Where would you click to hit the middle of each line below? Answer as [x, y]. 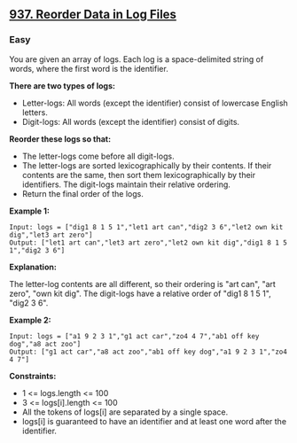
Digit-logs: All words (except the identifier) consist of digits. [131, 121]
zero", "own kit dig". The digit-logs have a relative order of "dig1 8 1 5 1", [141, 293]
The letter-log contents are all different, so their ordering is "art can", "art [143, 284]
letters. [35, 112]
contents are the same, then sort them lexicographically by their [139, 175]
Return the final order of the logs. [82, 193]
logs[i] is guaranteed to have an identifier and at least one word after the [154, 421]
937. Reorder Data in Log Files [93, 15]
